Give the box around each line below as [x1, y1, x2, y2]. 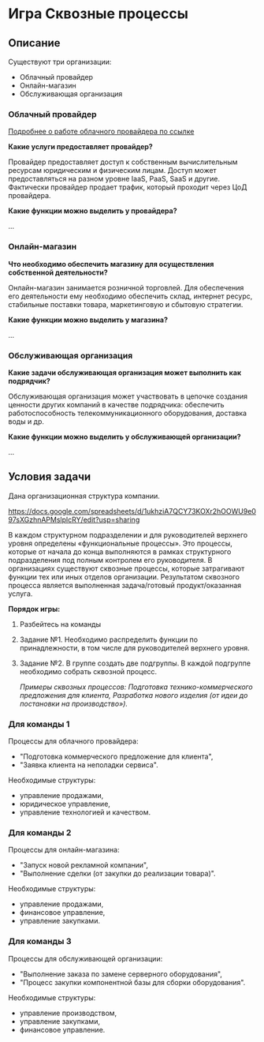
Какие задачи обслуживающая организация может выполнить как [8, 368, 242, 377]
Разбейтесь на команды [19, 619, 101, 628]
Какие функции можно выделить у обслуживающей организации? [8, 432, 241, 441]
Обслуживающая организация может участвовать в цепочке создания [8, 392, 248, 401]
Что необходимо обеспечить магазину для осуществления [8, 259, 214, 268]
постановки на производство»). [19, 699, 128, 708]
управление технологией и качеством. [19, 808, 151, 817]
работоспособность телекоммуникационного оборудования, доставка [8, 408, 247, 418]
